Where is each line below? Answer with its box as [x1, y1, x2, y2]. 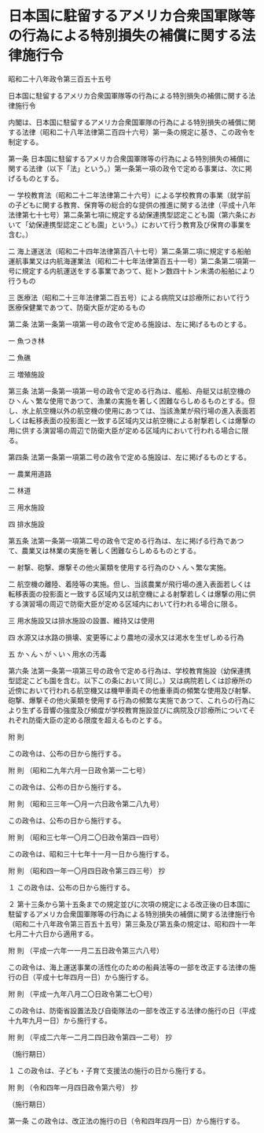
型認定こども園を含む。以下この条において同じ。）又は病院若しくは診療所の [8, 675, 253, 685]
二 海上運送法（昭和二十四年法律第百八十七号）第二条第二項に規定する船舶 [8, 246, 251, 256]
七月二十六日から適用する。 [8, 929, 98, 938]
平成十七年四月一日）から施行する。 [35, 972, 153, 982]
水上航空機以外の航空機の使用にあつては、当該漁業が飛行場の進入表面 [21, 406, 249, 415]
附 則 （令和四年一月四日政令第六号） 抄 [8, 1083, 138, 1092]
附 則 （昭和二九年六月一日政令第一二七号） [8, 765, 150, 775]
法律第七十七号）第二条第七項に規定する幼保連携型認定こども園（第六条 [8, 210, 242, 219]
